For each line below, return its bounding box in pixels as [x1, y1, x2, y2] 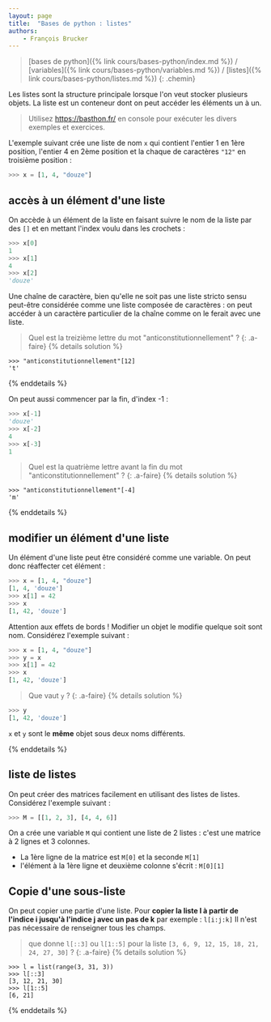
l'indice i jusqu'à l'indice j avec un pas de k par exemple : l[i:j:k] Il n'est [8, 914, 257, 924]
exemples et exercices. [28, 122, 105, 132]
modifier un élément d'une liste [8, 531, 170, 545]
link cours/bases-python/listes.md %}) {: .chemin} [28, 74, 196, 83]
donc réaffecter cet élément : [8, 561, 106, 571]
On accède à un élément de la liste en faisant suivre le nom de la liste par [8, 215, 252, 224]
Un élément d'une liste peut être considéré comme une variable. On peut [8, 552, 252, 563]
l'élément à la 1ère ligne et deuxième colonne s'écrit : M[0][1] [19, 861, 225, 871]
